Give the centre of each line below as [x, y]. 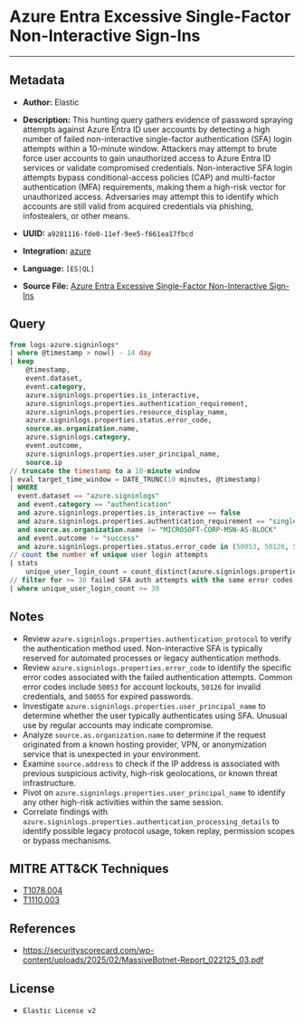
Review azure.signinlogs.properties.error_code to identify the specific [157, 668]
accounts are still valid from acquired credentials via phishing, [138, 206]
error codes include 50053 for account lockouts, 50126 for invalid [142, 687]
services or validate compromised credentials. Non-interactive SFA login [157, 167]
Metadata [37, 80]
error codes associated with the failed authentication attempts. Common [157, 677]
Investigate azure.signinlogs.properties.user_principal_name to [144, 706]
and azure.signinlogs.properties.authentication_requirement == [141, 521]
